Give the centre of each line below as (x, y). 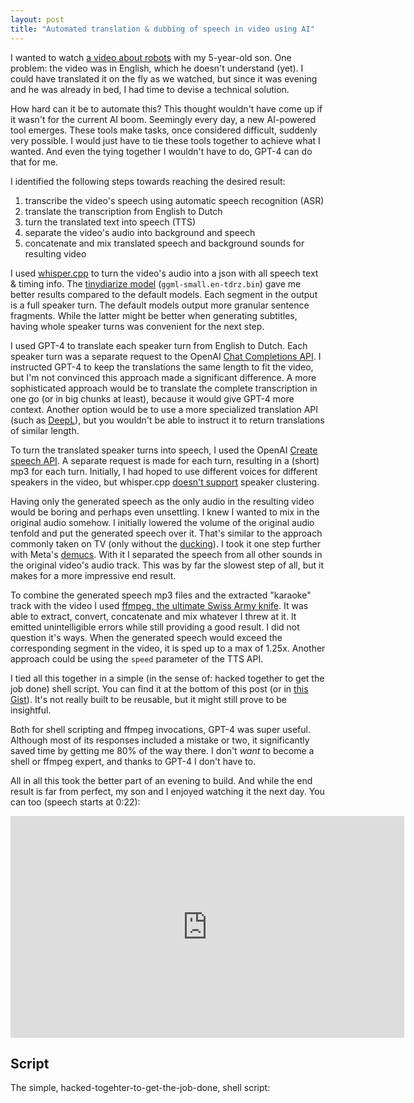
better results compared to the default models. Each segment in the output (164, 294)
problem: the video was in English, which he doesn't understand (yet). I (157, 68)
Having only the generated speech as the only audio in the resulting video (162, 501)
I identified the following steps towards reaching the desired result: (148, 181)
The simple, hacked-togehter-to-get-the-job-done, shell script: (140, 1088)
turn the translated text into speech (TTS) (110, 222)
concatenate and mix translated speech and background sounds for (164, 243)
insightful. (31, 710)
